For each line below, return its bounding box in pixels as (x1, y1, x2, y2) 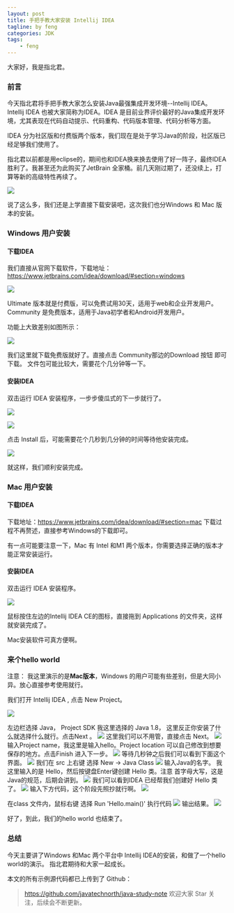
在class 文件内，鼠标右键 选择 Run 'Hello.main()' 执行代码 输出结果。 (7, 800, 213, 808)
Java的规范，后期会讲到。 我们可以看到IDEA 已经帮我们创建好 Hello (7, 776, 210, 784)
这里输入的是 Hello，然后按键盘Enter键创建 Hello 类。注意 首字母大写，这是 (7, 767, 224, 776)
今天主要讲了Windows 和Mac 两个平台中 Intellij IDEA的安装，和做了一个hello (7, 851, 226, 859)
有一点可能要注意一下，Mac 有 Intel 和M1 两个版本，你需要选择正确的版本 (7, 541, 218, 549)
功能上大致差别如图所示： (7, 323, 81, 331)
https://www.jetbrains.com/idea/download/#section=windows (7, 272, 185, 280)
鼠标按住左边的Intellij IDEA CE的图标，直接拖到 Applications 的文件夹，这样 (7, 612, 223, 620)
